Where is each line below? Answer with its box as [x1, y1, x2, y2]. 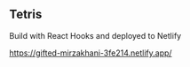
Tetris [9, 7, 43, 22]
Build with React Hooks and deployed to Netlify [9, 30, 182, 41]
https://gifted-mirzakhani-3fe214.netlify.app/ [9, 48, 172, 58]
